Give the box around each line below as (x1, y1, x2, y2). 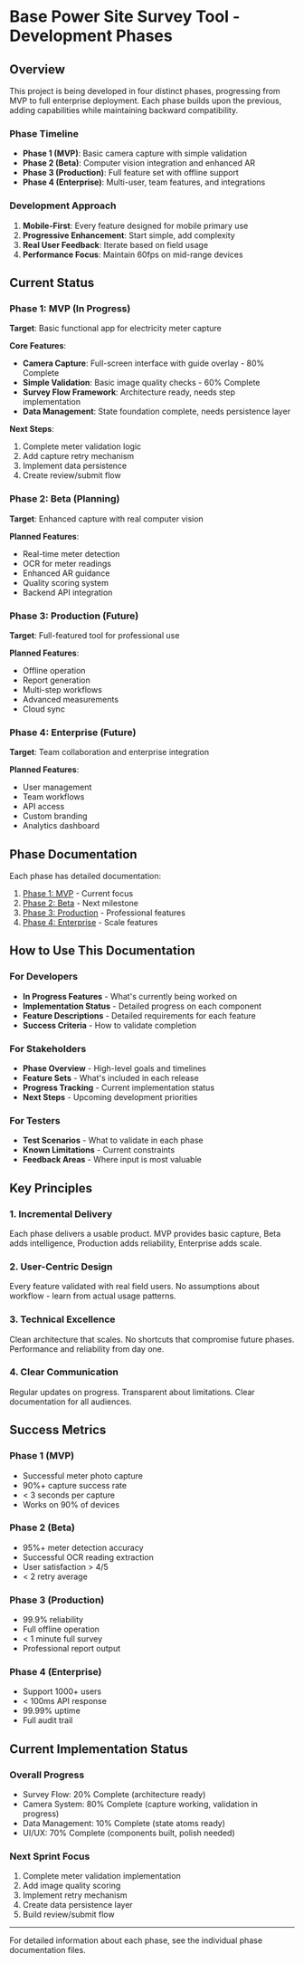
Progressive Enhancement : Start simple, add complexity (22, 229, 235, 241)
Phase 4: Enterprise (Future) (9, 726, 137, 739)
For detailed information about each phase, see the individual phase (9, 1935, 263, 1946)
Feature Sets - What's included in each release (22, 1072, 199, 1083)
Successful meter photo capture (22, 1470, 143, 1481)
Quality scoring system (22, 577, 109, 588)
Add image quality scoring (22, 1881, 121, 1891)
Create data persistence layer (22, 1900, 133, 1910)
